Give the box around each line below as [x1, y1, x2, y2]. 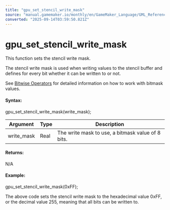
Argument [9, 120, 34, 128]
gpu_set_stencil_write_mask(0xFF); [5, 183, 78, 190]
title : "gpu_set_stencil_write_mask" [5, 7, 85, 13]
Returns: [5, 150, 24, 156]
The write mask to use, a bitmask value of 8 [57, 129, 161, 136]
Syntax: [5, 97, 22, 103]
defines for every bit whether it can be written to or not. [5, 70, 121, 76]
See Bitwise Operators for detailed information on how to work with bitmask [5, 80, 163, 87]
